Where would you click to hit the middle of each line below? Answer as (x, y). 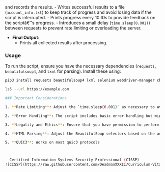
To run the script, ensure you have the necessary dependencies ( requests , (81, 66)
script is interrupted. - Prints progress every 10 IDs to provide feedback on (80, 17)
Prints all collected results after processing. (63, 43)
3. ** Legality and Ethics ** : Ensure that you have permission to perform (82, 125)
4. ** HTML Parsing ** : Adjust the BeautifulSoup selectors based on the (80, 134)
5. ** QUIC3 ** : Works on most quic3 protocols (52, 143)
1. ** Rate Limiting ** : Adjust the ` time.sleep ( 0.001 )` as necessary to (80, 107)
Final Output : (26, 37)
